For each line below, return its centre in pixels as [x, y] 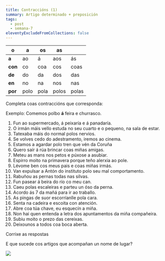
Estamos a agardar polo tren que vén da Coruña [62, 144]
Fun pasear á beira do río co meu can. [52, 182]
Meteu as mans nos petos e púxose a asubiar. [60, 155]
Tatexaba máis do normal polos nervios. [54, 134]
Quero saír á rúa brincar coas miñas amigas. [59, 150]
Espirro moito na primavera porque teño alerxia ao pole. [70, 160]
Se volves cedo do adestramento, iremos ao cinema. [67, 139]
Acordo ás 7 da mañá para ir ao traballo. [54, 192]
